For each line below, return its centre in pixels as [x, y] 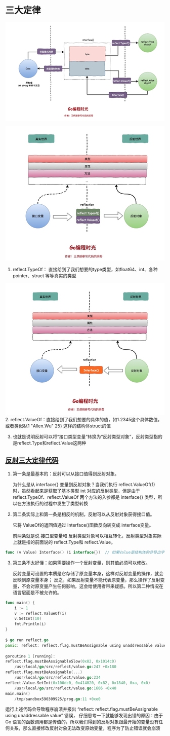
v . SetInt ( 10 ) [28, 619]
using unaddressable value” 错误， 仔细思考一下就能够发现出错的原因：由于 [84, 716]
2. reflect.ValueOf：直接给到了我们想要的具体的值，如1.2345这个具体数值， [84, 420]
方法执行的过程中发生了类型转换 [55, 503]
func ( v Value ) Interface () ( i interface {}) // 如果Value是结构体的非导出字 [85, 552]
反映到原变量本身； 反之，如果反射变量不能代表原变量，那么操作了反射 [86, 580]
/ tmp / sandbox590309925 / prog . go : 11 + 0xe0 [57, 699]
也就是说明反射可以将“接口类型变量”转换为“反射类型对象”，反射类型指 [85, 437]
